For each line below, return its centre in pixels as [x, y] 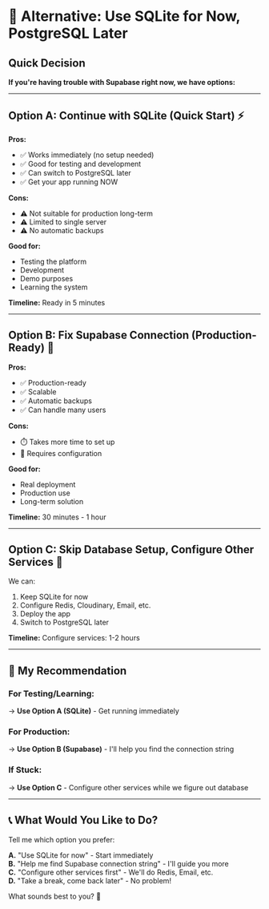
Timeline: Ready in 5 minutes [57, 302]
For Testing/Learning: [51, 693]
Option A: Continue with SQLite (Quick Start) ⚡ [126, 116]
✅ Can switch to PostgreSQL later [76, 172]
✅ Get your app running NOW [69, 182]
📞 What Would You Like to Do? [83, 820]
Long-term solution [52, 501]
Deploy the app [45, 614]
